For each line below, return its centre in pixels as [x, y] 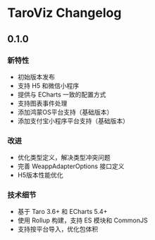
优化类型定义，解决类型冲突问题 [64, 158]
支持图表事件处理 [42, 103]
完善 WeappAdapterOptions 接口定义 [71, 166]
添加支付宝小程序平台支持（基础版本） [73, 120]
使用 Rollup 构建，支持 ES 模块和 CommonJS [82, 220]
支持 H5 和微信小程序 [48, 85]
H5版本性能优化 [40, 175]
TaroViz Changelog [64, 13]
